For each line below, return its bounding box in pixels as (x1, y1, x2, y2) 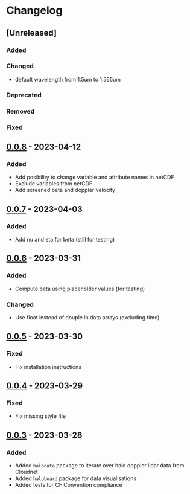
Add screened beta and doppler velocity (14, 187, 116, 194)
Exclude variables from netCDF (14, 180, 93, 187)
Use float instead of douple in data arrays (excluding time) (14, 313, 160, 321)
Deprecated (6, 91, 42, 99)
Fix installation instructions (14, 363, 82, 370)
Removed (6, 107, 35, 115)
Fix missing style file (14, 412, 66, 420)
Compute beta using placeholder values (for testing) (14, 285, 145, 292)
